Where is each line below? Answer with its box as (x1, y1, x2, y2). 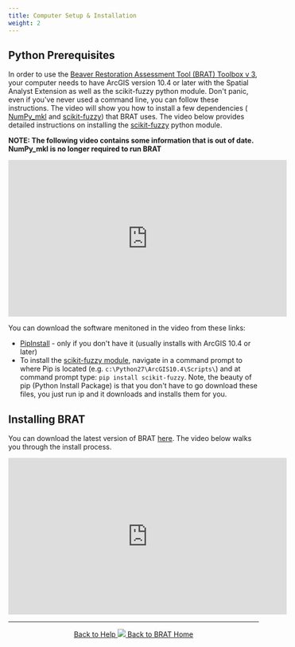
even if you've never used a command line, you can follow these (8, 95, 219, 104)
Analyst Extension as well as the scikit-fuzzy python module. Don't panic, (8, 87, 249, 96)
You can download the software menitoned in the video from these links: (8, 323, 246, 333)
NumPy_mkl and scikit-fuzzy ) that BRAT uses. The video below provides (8, 112, 245, 122)
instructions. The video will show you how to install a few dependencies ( (8, 103, 248, 113)
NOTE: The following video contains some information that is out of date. (8, 136, 254, 146)
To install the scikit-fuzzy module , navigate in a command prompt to (19, 356, 243, 365)
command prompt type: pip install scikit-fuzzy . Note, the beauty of (19, 372, 252, 382)
